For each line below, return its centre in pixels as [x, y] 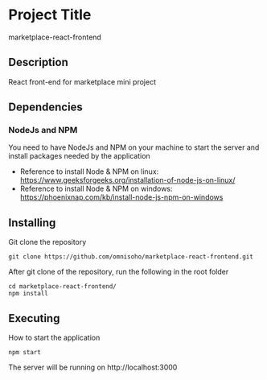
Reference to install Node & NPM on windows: [96, 189]
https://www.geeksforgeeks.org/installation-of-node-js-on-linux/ [127, 180]
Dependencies [45, 107]
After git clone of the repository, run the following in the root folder [119, 272]
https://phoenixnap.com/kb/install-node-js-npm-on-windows [121, 197]
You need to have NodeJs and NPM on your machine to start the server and [134, 147]
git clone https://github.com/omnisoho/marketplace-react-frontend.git [131, 257]
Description [38, 62]
